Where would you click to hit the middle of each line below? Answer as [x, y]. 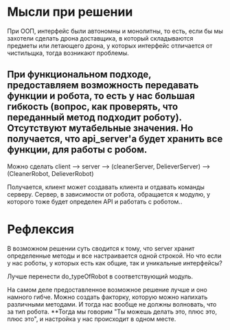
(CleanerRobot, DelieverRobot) [50, 173]
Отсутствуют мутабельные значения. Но [100, 128]
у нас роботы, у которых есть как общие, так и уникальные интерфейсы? [115, 263]
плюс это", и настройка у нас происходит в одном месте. [92, 319]
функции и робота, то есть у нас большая [101, 96]
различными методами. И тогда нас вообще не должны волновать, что [112, 304]
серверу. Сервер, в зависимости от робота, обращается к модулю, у [109, 194]
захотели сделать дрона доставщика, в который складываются [100, 38]
